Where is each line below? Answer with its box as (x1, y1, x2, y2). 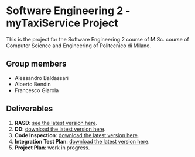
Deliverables (6, 104, 53, 114)
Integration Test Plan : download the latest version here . (14, 138, 150, 145)
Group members (6, 59, 67, 69)
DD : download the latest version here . (14, 125, 106, 132)
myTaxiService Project (6, 16, 118, 30)
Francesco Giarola (14, 86, 59, 94)
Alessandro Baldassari (14, 74, 69, 81)
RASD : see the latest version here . (14, 119, 98, 126)
